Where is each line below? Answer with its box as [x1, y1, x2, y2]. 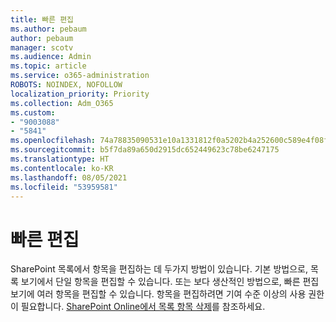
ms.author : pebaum [10, 24, 87, 34]
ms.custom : [10, 107, 56, 118]
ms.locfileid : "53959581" [10, 182, 118, 192]
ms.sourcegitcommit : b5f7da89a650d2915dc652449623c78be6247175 [10, 145, 280, 155]
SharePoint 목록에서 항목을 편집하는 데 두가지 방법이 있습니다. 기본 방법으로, [10, 263, 308, 275]
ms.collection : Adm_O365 [10, 98, 114, 108]
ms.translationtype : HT [10, 154, 110, 164]
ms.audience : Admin [10, 52, 92, 62]
